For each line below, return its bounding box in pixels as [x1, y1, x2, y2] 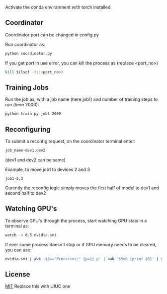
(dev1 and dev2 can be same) [5, 156, 66, 163]
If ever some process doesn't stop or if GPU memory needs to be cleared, [5, 241, 157, 247]
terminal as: [5, 223, 29, 229]
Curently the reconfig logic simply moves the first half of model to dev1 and [5, 185, 159, 191]
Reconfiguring [5, 125, 51, 134]
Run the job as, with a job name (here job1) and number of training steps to [5, 96, 158, 102]
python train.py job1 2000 [5, 111, 61, 116]
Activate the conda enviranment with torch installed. [5, 4, 112, 10]
